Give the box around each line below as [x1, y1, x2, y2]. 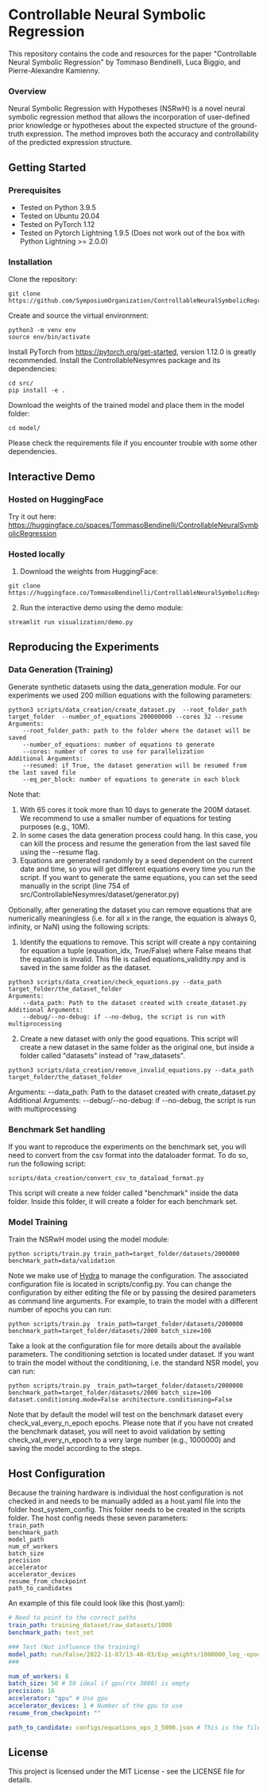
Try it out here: [8, 511, 57, 521]
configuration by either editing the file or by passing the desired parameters [8, 1288, 257, 1297]
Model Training [8, 1217, 68, 1228]
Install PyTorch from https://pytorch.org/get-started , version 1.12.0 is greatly [8, 347, 257, 357]
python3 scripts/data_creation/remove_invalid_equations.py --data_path [8, 1066, 254, 1074]
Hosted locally [8, 548, 65, 559]
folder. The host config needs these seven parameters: [8, 1513, 188, 1523]
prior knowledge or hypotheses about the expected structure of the [8, 121, 229, 131]
